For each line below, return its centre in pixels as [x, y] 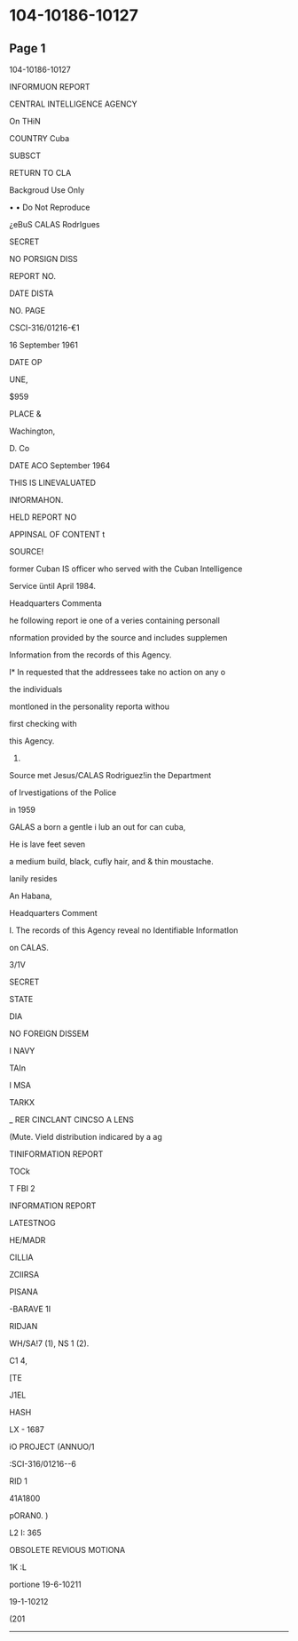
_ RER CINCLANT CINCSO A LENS [72, 1119]
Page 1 [27, 48]
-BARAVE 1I [30, 1309]
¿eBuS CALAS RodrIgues [55, 224]
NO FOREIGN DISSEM [49, 1033]
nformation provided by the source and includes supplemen [118, 637]
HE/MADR [27, 1240]
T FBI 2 [22, 1188]
